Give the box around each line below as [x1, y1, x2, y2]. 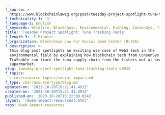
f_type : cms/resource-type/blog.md [5, 80, 78, 85]
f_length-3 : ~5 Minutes [5, 35, 54, 40]
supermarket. [9, 62, 36, 67]
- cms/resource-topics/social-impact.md [9, 75, 93, 80]
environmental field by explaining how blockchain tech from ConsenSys [9, 52, 160, 58]
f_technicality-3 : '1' [5, 16, 52, 21]
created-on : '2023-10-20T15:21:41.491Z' [5, 89, 89, 94]
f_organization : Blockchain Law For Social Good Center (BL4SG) [5, 39, 139, 44]
